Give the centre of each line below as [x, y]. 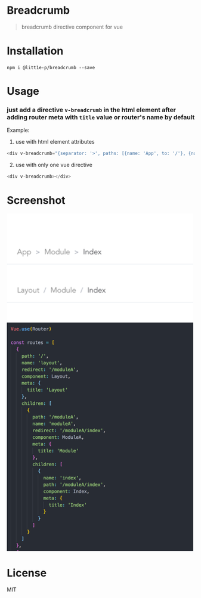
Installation [35, 51]
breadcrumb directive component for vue [72, 27]
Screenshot [36, 201]
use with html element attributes [55, 142]
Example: [18, 130]
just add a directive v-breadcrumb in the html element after [92, 110]
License [27, 573]
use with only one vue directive [54, 165]
